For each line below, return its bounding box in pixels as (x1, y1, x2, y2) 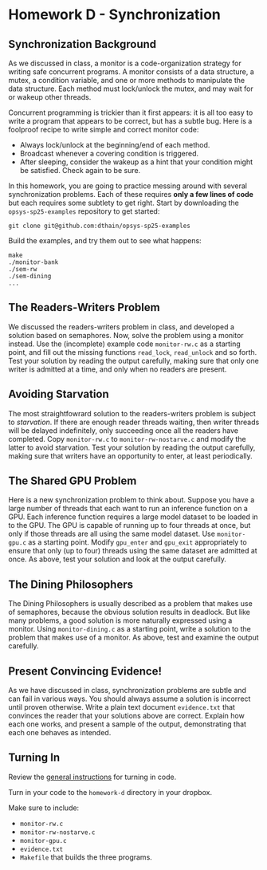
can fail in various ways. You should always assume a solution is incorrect (8, 694, 251, 703)
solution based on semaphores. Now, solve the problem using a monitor (8, 330, 245, 340)
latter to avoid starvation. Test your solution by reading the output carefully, (8, 443, 256, 452)
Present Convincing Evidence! (8, 664, 162, 678)
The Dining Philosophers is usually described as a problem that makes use (8, 599, 253, 608)
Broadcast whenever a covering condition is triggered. (19, 149, 199, 158)
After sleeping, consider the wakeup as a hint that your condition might (19, 157, 253, 167)
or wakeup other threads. (8, 93, 92, 101)
